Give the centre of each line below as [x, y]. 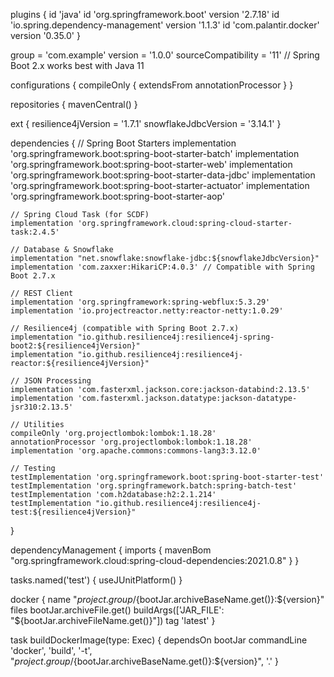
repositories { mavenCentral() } [74, 104]
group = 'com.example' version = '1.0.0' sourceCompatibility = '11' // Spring [165, 55]
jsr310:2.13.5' [42, 407]
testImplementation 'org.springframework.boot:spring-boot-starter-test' [167, 477]
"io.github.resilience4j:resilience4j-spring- [176, 337]
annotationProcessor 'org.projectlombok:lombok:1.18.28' [131, 442]
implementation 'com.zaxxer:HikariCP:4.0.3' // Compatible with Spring [162, 267]
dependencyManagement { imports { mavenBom [111, 550]
